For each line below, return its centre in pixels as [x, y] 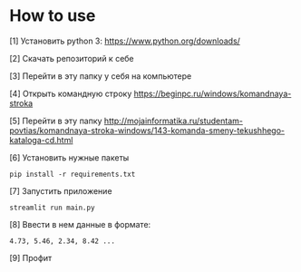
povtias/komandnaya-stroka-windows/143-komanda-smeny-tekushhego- [147, 130]
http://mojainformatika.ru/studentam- [173, 121]
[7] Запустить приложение [61, 190]
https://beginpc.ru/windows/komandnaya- [213, 93]
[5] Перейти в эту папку [56, 121]
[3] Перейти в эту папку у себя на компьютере [101, 76]
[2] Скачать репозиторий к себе [72, 58]
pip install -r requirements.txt [73, 174]
